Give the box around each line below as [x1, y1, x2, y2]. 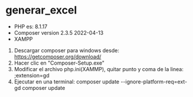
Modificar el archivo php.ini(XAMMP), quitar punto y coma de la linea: [14, 65, 184, 72]
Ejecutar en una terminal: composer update [14, 78, 119, 85]
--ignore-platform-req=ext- [120, 78, 188, 85]
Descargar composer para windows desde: [14, 46, 119, 53]
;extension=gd [14, 72, 50, 79]
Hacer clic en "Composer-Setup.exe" [14, 59, 104, 66]
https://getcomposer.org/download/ [14, 53, 102, 60]
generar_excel [5, 4, 77, 17]
